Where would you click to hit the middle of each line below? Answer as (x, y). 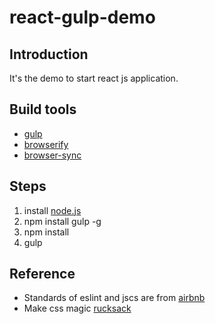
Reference (42, 274)
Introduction (49, 54)
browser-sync (52, 155)
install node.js (52, 210)
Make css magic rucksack (77, 308)
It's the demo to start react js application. (94, 78)
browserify (46, 144)
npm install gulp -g (62, 221)
